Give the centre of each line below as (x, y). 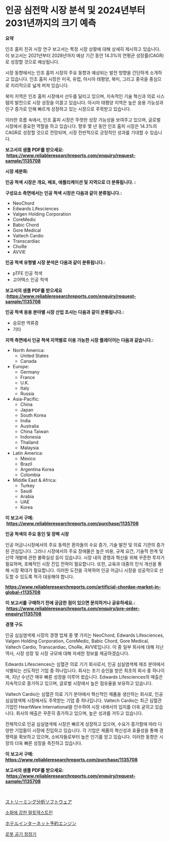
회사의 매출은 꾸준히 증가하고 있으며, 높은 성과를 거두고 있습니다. (79, 713)
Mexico (28, 458)
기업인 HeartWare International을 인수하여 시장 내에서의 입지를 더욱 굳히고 (79, 707)
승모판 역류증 (26, 323)
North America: (28, 350)
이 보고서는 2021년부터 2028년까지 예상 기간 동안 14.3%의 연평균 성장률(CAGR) (84, 55)
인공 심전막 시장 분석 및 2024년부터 (75, 10)
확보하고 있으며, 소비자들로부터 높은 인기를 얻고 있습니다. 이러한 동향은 (88, 737)
